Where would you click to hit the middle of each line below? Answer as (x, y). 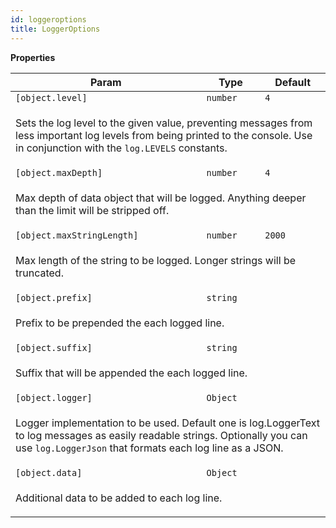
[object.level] (51, 97)
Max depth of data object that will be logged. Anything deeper (161, 198)
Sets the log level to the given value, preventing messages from (164, 123)
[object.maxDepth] (59, 172)
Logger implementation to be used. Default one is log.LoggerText (167, 423)
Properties (33, 57)
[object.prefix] (54, 297)
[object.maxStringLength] (77, 235)
